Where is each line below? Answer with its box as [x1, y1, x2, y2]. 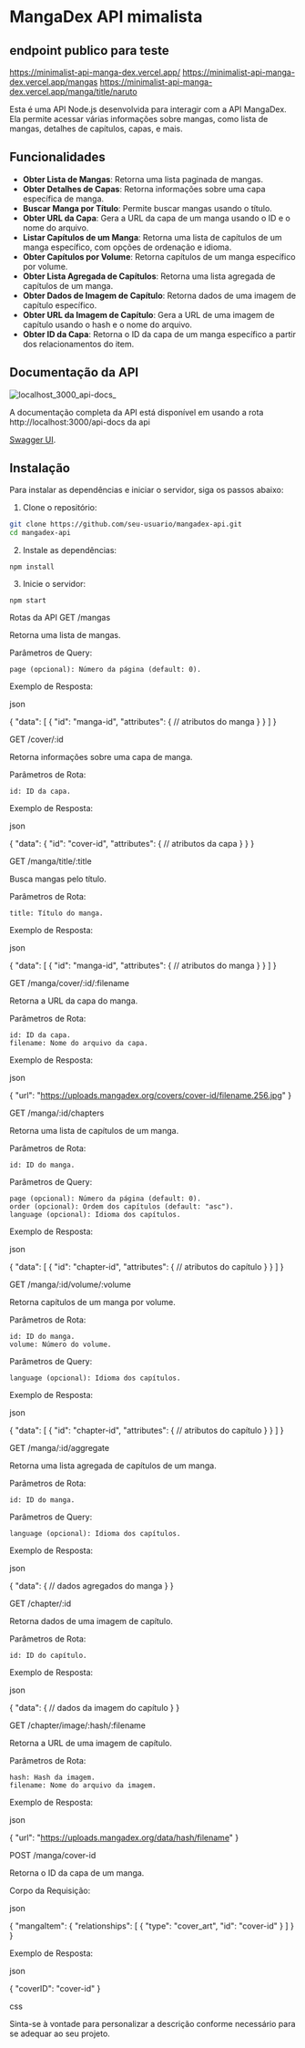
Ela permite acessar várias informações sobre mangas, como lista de [9, 114, 269, 124]
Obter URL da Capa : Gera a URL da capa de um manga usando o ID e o [22, 212, 291, 223]
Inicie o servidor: [22, 579, 86, 590]
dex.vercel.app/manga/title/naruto [9, 87, 138, 97]
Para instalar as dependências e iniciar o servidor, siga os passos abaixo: [9, 485, 284, 496]
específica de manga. [22, 193, 105, 204]
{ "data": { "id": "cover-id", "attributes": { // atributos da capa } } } [9, 839, 255, 849]
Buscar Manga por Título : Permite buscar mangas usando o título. [22, 202, 273, 213]
